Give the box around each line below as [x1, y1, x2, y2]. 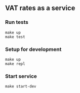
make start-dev [5, 84, 37, 89]
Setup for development [5, 46, 62, 52]
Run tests [5, 19, 29, 26]
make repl [5, 61, 26, 66]
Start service [5, 73, 37, 80]
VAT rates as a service [5, 4, 76, 12]
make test [5, 34, 26, 39]
